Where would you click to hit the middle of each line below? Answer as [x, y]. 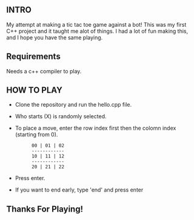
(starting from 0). [36, 135]
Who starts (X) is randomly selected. [61, 116]
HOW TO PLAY [34, 90]
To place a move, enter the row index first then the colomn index [95, 128]
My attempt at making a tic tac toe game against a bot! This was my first [96, 24]
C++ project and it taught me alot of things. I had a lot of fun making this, [97, 31]
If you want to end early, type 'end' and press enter [79, 190]
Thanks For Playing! [45, 209]
